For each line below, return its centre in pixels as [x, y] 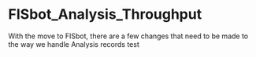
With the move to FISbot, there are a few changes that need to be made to [128, 36]
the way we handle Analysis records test [74, 44]
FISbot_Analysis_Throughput [105, 14]
